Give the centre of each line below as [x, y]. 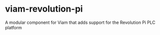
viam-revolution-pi [44, 9]
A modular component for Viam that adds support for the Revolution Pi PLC [80, 22]
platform [13, 27]
